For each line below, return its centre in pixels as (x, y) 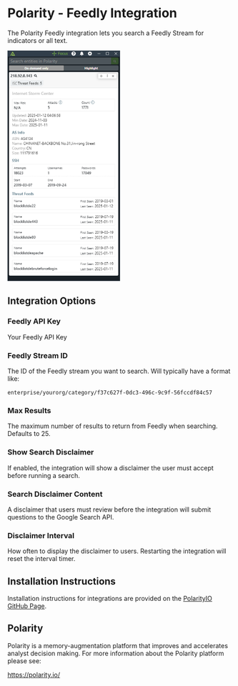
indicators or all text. (38, 40)
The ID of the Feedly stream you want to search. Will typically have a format (119, 371)
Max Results (29, 411)
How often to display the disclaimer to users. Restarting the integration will (117, 551)
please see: (24, 661)
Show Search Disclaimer (51, 452)
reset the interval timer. (41, 559)
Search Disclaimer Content (55, 494)
